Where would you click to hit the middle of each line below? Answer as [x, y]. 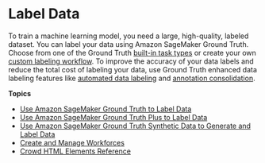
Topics [20, 93]
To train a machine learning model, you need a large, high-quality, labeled [129, 36]
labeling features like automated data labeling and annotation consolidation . [132, 78]
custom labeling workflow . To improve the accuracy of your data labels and [131, 61]
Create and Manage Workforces [72, 142]
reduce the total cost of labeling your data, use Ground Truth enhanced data [133, 69]
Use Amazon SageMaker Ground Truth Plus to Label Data [113, 117]
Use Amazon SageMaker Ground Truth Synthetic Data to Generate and [135, 126]
